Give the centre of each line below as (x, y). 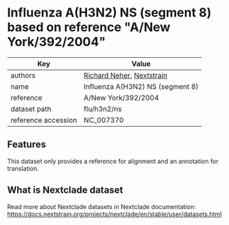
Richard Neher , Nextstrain (126, 75)
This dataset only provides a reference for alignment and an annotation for (113, 161)
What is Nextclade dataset (65, 190)
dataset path (31, 109)
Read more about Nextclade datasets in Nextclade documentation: (102, 206)
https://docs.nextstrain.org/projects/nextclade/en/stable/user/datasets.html (114, 214)
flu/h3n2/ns (103, 109)
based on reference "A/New (89, 27)
